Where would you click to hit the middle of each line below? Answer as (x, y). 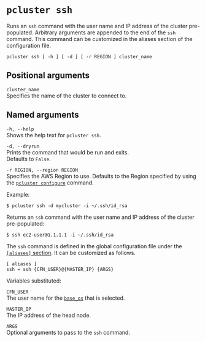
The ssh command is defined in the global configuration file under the (94, 246)
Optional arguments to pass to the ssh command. (68, 332)
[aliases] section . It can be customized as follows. (71, 253)
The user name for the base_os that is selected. (66, 298)
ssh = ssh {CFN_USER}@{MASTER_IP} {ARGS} (60, 269)
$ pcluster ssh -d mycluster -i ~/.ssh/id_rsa (67, 206)
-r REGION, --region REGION (42, 170)
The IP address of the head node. (48, 315)
